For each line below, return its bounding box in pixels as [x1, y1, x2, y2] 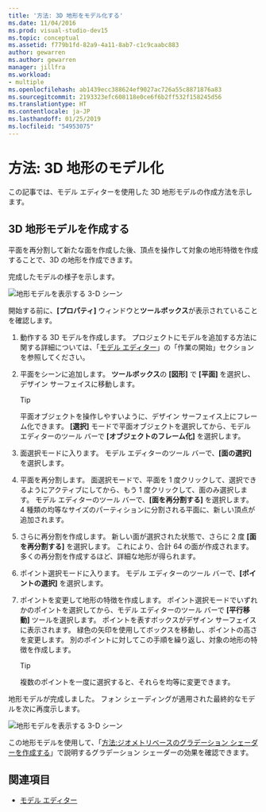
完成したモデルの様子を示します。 [8, 272, 119, 281]
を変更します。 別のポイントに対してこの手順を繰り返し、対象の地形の [19, 635, 251, 644]
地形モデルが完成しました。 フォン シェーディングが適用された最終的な [8, 694, 241, 703]
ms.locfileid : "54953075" [8, 122, 94, 130]
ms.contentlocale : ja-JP [8, 108, 91, 116]
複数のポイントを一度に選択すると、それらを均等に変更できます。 [19, 677, 235, 686]
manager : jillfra [8, 64, 66, 72]
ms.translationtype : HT [8, 100, 87, 108]
